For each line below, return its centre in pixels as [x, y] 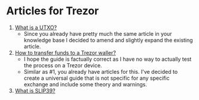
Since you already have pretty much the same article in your [98, 33]
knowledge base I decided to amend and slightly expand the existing [108, 40]
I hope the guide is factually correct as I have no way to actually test [108, 59]
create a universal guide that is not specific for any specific [97, 78]
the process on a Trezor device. [63, 65]
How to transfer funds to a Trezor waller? [65, 52]
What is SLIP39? [35, 90]
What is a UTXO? [36, 27]
